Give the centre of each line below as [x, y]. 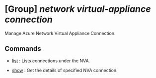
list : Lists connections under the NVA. [51, 61]
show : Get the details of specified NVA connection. [65, 70]
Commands [23, 49]
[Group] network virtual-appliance [78, 9]
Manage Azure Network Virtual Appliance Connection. [60, 33]
